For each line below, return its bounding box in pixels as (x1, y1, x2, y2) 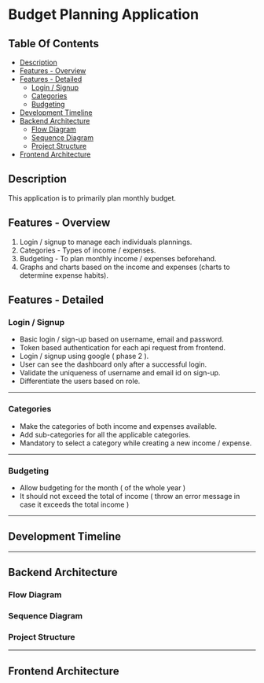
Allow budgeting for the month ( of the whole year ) (19, 482, 186, 493)
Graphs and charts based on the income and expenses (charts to (19, 262, 230, 271)
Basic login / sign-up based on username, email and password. (19, 334, 224, 344)
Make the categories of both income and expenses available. (19, 421, 218, 430)
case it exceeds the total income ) (19, 500, 130, 509)
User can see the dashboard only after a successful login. (19, 360, 207, 369)
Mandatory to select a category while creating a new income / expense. (19, 438, 252, 448)
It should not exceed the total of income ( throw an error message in (19, 491, 240, 500)
